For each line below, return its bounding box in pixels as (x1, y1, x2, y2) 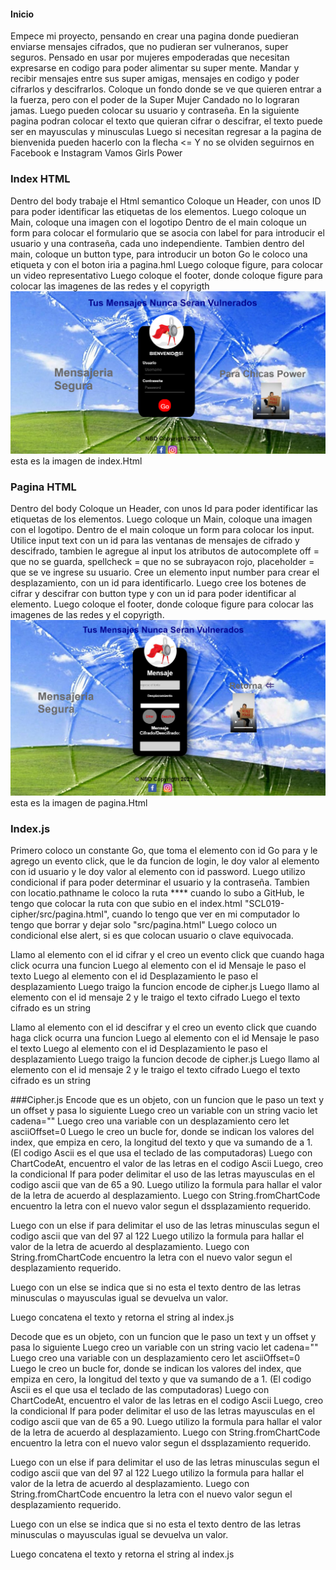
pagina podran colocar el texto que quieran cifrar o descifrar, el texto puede (10, 115, 323, 127)
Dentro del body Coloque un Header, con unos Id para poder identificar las (10, 503, 318, 515)
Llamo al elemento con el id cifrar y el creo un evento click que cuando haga (10, 949, 325, 961)
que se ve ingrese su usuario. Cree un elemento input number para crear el (10, 566, 320, 579)
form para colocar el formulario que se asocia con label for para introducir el (10, 226, 325, 239)
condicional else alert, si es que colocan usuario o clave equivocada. (10, 930, 294, 942)
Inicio (10, 8, 35, 20)
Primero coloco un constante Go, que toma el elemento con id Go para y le (10, 845, 318, 857)
